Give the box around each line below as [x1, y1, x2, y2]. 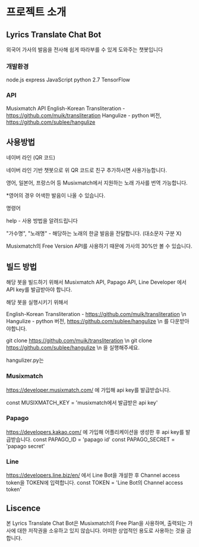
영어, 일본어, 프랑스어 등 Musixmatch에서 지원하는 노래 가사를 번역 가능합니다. [6, 179, 188, 186]
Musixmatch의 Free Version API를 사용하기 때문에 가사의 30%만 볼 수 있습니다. [6, 242, 192, 250]
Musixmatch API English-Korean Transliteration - [6, 105, 125, 112]
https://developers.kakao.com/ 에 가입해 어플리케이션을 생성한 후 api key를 [6, 428, 184, 435]
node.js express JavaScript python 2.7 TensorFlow [6, 76, 131, 83]
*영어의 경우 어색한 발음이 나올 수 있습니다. [6, 192, 106, 199]
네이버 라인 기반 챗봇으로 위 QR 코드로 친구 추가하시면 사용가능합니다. [6, 167, 168, 174]
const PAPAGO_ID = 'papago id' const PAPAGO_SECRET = [33, 436, 175, 443]
